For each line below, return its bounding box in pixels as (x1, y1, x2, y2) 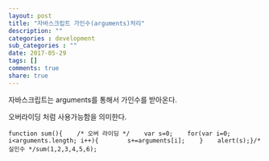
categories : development (8, 34, 95, 43)
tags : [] (8, 57, 38, 65)
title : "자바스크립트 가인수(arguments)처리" (8, 19, 145, 27)
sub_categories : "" (8, 42, 78, 50)
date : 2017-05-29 (8, 49, 67, 57)
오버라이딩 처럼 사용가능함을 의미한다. (8, 112, 127, 122)
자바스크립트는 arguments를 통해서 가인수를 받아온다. (8, 94, 177, 105)
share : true (8, 72, 48, 80)
